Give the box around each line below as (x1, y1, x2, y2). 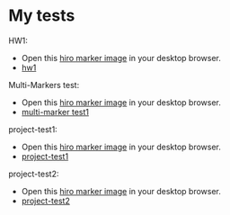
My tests (8, 5, 75, 26)
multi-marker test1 (21, 106, 89, 117)
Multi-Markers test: (8, 79, 80, 90)
